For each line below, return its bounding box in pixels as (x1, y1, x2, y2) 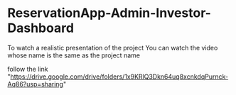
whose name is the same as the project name (7, 51, 141, 60)
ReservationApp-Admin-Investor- (7, 5, 212, 21)
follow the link (7, 65, 48, 73)
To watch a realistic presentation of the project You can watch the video (7, 43, 218, 52)
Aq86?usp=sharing (7, 79, 64, 88)
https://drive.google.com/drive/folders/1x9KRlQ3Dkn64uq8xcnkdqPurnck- (10, 72, 229, 81)
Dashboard (7, 20, 75, 36)
